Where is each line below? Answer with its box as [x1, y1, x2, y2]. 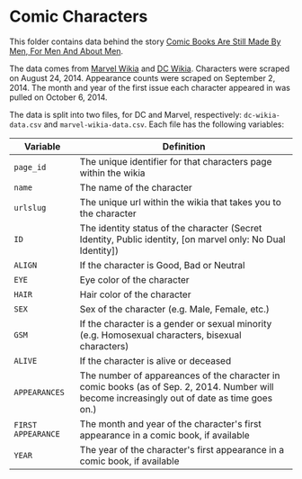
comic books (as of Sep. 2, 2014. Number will [79, 380, 274, 393]
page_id [13, 162, 47, 172]
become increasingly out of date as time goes [79, 392, 272, 404]
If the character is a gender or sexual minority [79, 317, 272, 330]
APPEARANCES [13, 387, 66, 397]
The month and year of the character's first [79, 417, 262, 429]
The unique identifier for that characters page [79, 155, 272, 167]
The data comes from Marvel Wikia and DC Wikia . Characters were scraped [9, 63, 290, 74]
